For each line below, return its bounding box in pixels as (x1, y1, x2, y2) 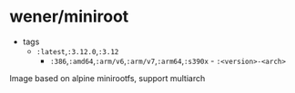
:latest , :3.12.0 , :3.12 (36, 45, 119, 56)
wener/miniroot (9, 6, 129, 27)
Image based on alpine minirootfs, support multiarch (9, 72, 206, 83)
